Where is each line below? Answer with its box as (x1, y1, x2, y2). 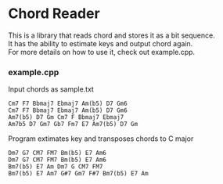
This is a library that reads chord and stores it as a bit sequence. (8, 31, 215, 40)
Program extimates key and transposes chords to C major (8, 134, 194, 143)
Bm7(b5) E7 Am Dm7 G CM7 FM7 (8, 163, 103, 171)
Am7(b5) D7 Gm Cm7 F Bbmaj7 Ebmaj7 (8, 114, 124, 121)
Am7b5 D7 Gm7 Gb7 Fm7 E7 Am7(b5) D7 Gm (8, 121, 138, 128)
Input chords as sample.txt (8, 85, 94, 94)
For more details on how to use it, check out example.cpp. (8, 47, 196, 56)
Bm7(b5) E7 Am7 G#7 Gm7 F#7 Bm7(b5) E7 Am (8, 170, 149, 178)
